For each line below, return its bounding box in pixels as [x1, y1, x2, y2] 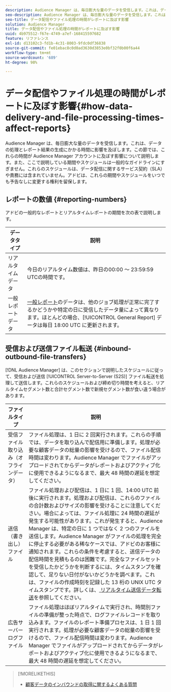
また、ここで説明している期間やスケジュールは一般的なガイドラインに [13, 159, 161, 166]
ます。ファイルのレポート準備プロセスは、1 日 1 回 [39, 619, 161, 626]
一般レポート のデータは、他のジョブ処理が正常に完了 [27, 298, 155, 306]
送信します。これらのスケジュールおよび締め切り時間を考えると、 [18, 379, 156, 386]
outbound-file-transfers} [5, 353, 87, 361]
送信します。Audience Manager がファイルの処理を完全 [28, 533, 162, 540]
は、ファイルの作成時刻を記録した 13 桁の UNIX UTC [28, 579, 156, 586]
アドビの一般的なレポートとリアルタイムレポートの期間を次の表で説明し [5, 210, 157, 215]
